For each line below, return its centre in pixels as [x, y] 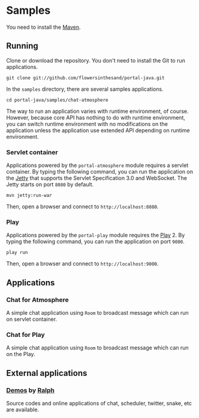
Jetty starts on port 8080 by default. [50, 184]
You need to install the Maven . [43, 27]
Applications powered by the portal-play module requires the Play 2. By [96, 235]
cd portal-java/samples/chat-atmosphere [58, 100]
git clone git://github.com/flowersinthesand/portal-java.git [85, 78]
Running [22, 46]
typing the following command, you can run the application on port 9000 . [95, 241]
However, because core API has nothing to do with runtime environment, [96, 117]
